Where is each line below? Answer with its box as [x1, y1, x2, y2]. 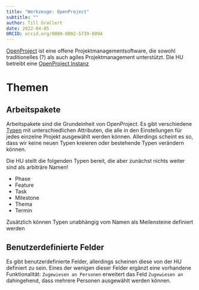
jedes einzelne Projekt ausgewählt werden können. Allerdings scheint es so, [6, 133, 193, 140]
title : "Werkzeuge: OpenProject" [6, 8, 90, 15]
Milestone [14, 195, 40, 202]
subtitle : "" [6, 14, 39, 20]
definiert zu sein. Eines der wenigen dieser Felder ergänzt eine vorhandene [6, 264, 192, 272]
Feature [14, 181, 34, 189]
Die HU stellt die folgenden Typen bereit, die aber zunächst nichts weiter [6, 158, 185, 165]
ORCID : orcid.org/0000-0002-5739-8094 [6, 31, 103, 37]
